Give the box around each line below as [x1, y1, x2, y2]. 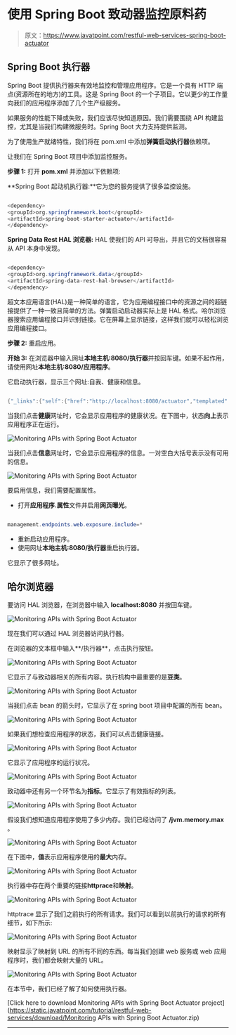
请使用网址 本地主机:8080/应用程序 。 [7, 363, 114, 371]
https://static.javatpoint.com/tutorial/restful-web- [9, 1006, 152, 1015]
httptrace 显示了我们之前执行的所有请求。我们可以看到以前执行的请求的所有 [7, 910, 226, 918]
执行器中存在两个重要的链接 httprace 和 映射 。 [7, 881, 138, 890]
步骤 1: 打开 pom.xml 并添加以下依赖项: [7, 167, 121, 176]
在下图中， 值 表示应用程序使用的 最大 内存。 [7, 853, 131, 861]
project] [202, 998, 225, 1007]
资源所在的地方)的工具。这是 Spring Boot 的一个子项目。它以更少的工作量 [15, 89, 228, 98]
